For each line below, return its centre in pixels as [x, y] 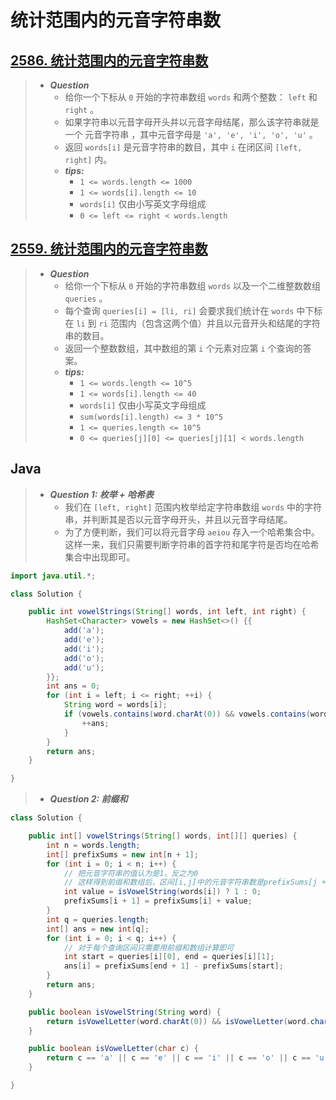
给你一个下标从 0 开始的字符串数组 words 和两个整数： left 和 [191, 97]
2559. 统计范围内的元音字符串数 [109, 249]
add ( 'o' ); [84, 658]
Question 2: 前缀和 [88, 799]
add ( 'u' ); [84, 667]
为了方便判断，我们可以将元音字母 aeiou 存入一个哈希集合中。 [192, 532]
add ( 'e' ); [84, 640]
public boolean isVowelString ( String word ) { [125, 1012]
